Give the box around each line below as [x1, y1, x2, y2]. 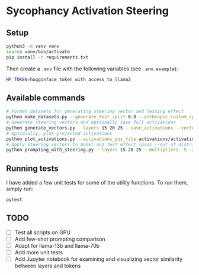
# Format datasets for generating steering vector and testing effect [6, 108, 184, 115]
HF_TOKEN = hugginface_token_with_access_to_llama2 [6, 76, 131, 82]
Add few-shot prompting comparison [14, 235, 105, 242]
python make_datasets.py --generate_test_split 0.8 [6, 114, 136, 120]
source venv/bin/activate [6, 48, 70, 54]
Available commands [6, 93, 85, 103]
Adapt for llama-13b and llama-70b [14, 242, 100, 249]
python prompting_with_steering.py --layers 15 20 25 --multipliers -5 [6, 147, 187, 153]
